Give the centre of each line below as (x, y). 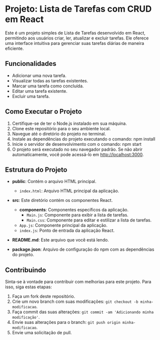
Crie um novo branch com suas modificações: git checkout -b (75, 301)
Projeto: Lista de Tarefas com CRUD (78, 9)
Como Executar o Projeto (44, 111)
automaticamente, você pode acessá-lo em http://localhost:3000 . (78, 154)
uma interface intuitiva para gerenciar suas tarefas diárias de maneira (75, 43)
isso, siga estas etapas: (28, 287)
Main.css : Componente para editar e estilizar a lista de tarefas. (89, 220)
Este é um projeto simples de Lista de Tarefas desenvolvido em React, (75, 33)
